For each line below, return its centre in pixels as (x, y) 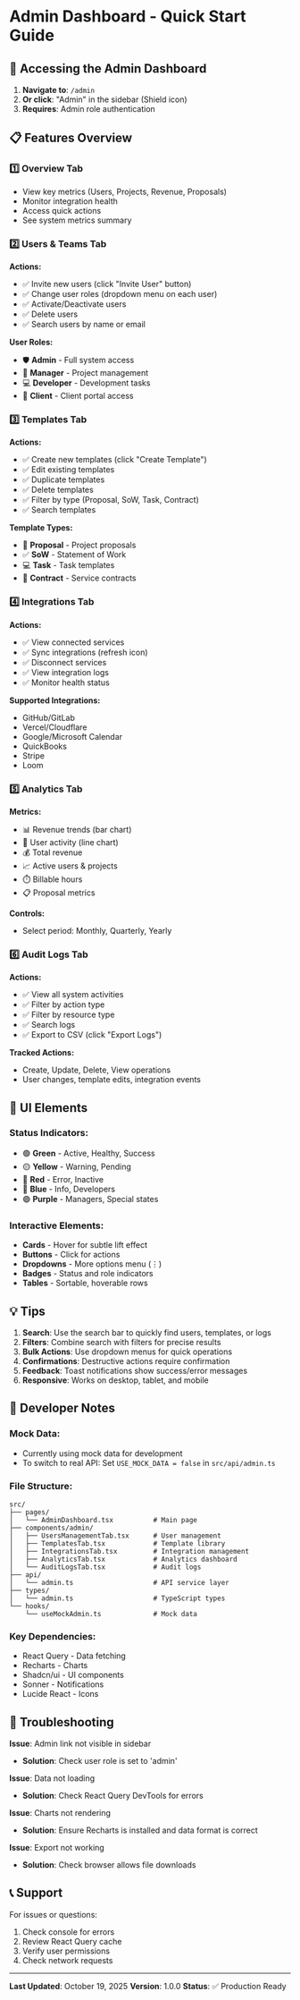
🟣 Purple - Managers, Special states (90, 1199)
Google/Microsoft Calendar (72, 736)
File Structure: (41, 1486)
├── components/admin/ (51, 1528)
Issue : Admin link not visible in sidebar (80, 1744)
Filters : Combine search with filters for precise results (121, 1342)
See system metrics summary (77, 220)
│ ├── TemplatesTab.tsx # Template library (117, 1543)
